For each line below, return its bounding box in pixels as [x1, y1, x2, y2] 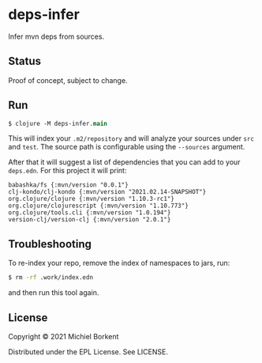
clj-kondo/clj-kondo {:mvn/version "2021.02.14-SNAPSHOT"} [8, 188, 207, 196]
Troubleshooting [8, 237, 92, 251]
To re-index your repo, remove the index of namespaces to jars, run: [8, 259, 230, 268]
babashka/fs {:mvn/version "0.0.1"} [8, 181, 129, 189]
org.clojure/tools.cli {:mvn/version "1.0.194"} [8, 209, 171, 217]
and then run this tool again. [8, 288, 99, 297]
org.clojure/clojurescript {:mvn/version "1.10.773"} [8, 202, 189, 210]
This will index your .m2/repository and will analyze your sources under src [8, 134, 255, 143]
